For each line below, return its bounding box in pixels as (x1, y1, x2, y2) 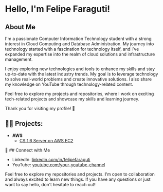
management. (5, 57, 33, 62)
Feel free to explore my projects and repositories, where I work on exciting (5, 91, 154, 96)
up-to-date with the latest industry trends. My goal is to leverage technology (5, 71, 158, 77)
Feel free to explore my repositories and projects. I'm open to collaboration (5, 171, 155, 177)
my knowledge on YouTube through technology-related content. (5, 81, 133, 87)
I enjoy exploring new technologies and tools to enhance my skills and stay (5, 66, 155, 72)
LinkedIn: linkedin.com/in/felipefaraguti (12, 156, 91, 162)
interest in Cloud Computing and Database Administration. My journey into (5, 41, 154, 47)
